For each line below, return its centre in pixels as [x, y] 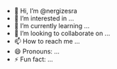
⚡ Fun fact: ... [33, 59]
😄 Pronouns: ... [37, 51]
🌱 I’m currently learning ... [52, 26]
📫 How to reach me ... [47, 41]
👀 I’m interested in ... [44, 18]
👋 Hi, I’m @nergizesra [46, 11]
